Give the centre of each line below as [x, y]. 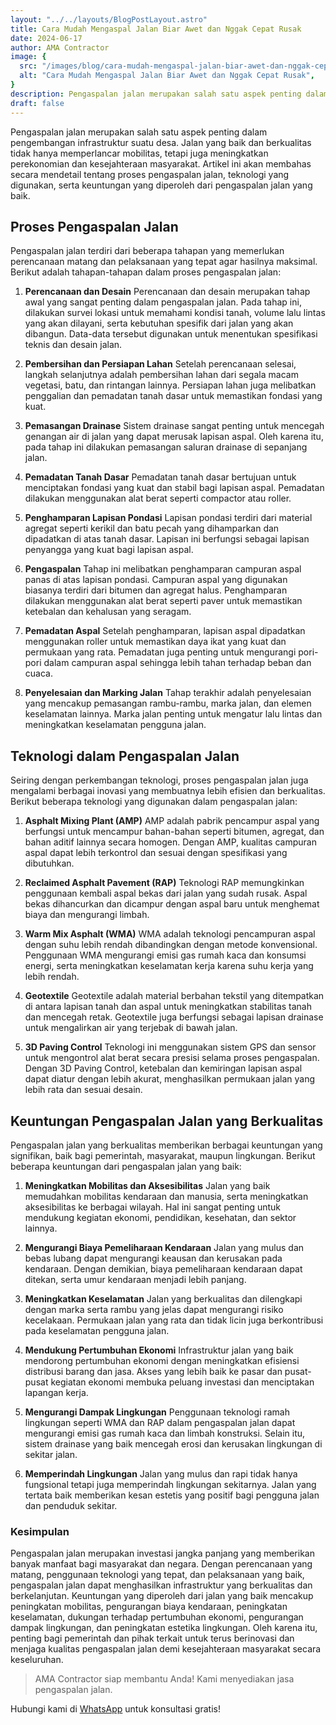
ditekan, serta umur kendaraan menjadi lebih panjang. [135, 1279]
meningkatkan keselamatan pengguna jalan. [115, 725]
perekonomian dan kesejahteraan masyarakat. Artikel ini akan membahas [161, 163]
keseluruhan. [37, 1660]
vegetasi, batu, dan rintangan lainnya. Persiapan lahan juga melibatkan [170, 385]
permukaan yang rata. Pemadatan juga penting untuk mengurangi [160, 652]
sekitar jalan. [51, 1454]
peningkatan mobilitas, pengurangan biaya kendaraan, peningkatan [149, 1607]
